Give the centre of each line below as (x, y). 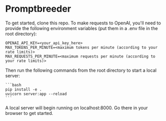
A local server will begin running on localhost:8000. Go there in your (77, 108)
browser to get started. (29, 113)
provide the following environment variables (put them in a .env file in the (82, 28)
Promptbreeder (38, 9)
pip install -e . (24, 89)
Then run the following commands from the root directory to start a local (81, 70)
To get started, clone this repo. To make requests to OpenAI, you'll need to (83, 23)
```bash (13, 85)
